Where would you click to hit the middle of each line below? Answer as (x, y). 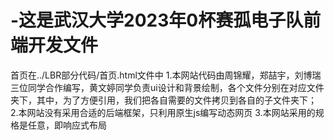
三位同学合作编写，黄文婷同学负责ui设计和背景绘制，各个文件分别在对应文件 (167, 87)
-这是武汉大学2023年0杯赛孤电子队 (157, 20)
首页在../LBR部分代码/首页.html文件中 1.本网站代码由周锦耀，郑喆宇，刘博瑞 (166, 75)
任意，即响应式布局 (67, 125)
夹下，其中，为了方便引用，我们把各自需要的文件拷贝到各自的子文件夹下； (163, 100)
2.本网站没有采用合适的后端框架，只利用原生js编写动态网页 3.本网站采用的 (163, 112)
